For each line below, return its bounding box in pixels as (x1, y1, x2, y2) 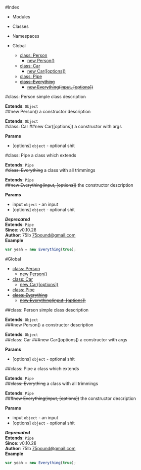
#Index (5, 4, 19, 10)
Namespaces (12, 33, 40, 39)
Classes (12, 23, 29, 29)
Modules (12, 14, 31, 19)
